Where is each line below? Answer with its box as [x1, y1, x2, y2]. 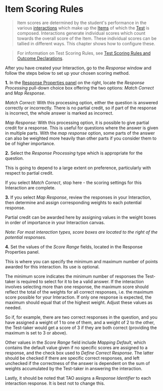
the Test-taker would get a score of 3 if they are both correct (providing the [5, 325, 157, 331]
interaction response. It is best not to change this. [5, 380, 105, 386]
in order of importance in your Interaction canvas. [5, 219, 105, 225]
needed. [5, 304, 22, 310]
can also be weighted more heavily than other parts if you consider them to [5, 135, 157, 141]
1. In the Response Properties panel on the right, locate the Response [5, 80, 145, 86]
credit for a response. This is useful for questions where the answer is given [5, 124, 159, 131]
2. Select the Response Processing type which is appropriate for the [5, 150, 143, 156]
